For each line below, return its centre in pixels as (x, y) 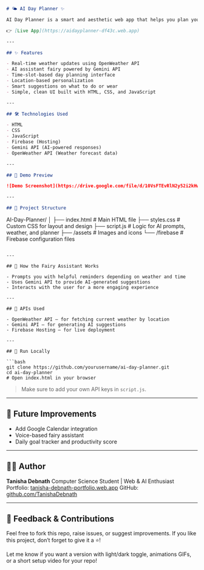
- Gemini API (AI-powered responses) (54, 147)
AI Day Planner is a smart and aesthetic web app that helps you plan (97, 19)
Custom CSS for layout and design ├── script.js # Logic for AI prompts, (96, 226)
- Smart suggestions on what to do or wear (62, 86)
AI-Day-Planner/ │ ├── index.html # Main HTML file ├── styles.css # (93, 220)
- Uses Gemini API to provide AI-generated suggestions (78, 282)
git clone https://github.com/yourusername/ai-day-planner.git (88, 367)
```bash (16, 362)
